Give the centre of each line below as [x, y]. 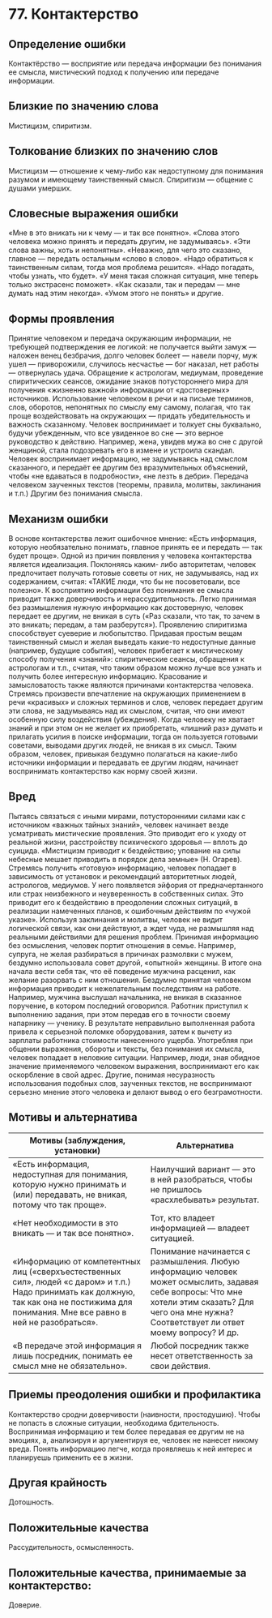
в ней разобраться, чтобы [201, 1179]
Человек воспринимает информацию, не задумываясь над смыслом [128, 459]
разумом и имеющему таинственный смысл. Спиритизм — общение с [131, 179]
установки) [77, 1150]
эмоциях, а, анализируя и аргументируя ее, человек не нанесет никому [134, 1440]
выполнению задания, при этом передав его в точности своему [119, 1014]
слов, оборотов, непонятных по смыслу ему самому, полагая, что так [130, 407]
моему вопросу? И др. [195, 1333]
